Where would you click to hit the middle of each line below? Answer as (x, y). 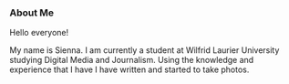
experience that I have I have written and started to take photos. (129, 69)
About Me (32, 13)
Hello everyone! (39, 33)
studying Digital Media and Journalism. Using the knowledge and (132, 60)
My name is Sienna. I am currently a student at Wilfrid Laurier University (144, 50)
